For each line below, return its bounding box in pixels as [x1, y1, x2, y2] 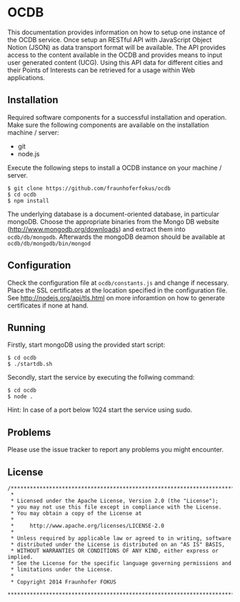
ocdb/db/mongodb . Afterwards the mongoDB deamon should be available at [7, 233, 226, 241]
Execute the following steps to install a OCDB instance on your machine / [7, 163, 222, 172]
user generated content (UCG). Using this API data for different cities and [7, 58, 223, 66]
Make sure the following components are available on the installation [7, 121, 209, 129]
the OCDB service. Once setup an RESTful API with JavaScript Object [7, 35, 212, 44]
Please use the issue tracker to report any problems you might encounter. [7, 445, 224, 454]
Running [7, 322, 46, 334]
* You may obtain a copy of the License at [10, 510, 142, 517]
